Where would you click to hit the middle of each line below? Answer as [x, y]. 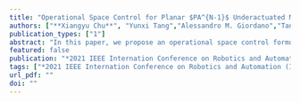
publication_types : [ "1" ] [57, 34]
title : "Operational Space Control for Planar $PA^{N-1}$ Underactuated [147, 17]
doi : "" [24, 83]
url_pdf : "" [31, 75]
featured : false [39, 51]
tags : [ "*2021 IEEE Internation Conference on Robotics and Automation [145, 67]
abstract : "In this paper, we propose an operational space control [139, 42]
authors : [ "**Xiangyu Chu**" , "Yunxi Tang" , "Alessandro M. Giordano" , [143, 26]
